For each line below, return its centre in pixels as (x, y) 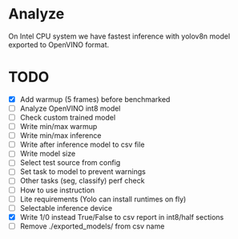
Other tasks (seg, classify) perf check (82, 180)
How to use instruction (57, 190)
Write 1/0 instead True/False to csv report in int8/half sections (122, 217)
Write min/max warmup (58, 127)
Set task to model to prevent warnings (83, 172)
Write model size (48, 154)
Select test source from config (70, 163)
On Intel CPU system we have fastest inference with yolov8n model (119, 36)
